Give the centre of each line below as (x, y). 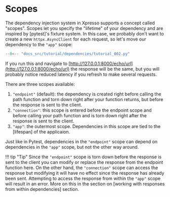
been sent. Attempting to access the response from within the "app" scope (83, 178)
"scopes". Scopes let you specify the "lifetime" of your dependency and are (84, 28)
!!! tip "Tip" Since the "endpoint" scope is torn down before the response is (83, 157)
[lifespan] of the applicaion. (41, 132)
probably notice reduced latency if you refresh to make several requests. (81, 74)
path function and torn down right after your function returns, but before (88, 99)
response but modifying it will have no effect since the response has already (85, 173)
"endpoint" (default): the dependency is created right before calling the (87, 94)
